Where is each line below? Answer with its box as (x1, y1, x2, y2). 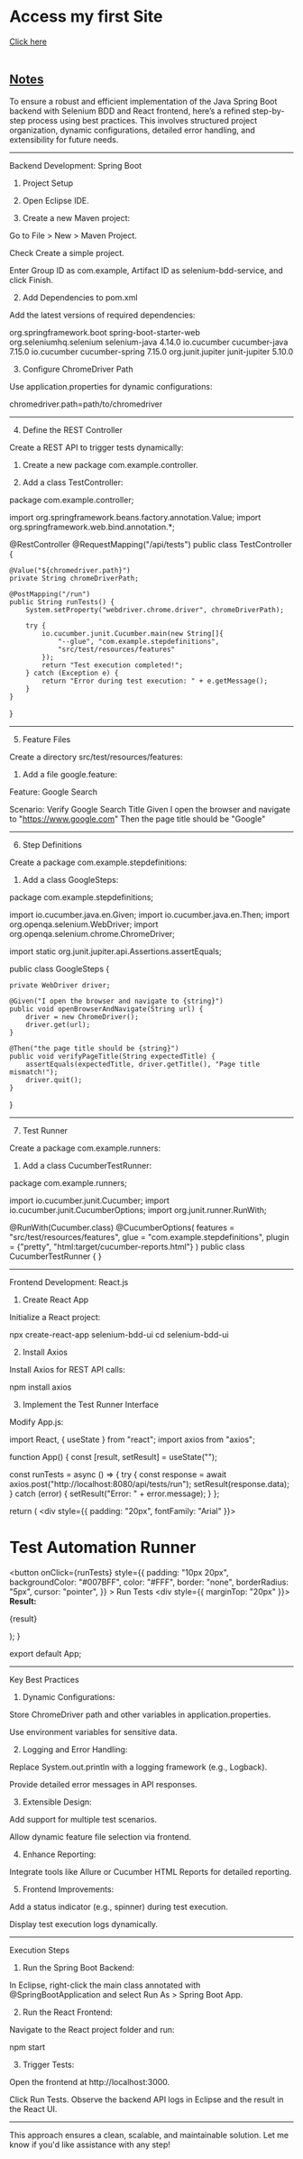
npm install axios (9, 1382, 72, 1392)
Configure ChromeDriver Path (22, 363, 133, 374)
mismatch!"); (9, 1067, 59, 1077)
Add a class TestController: (22, 476, 124, 488)
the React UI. (9, 2103, 58, 2114)
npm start (9, 2041, 46, 2053)
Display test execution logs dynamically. (9, 1918, 159, 1929)
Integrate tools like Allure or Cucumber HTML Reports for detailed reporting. (9, 1866, 292, 1877)
